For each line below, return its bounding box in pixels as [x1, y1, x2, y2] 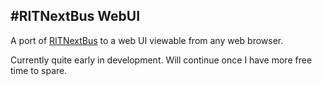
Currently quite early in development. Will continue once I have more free [10, 54, 313, 66]
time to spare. [10, 64, 68, 76]
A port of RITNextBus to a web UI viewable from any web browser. [10, 34, 284, 46]
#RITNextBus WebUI [10, 8, 141, 25]
